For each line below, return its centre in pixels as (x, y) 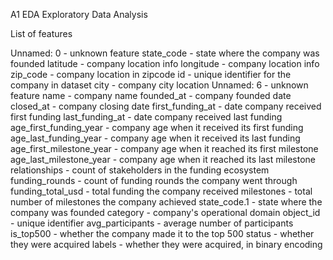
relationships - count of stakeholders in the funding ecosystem (140, 170)
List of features (41, 33)
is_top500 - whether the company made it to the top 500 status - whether (162, 233)
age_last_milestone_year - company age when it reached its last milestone (163, 159)
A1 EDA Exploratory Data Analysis (79, 14)
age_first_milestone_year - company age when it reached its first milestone (164, 148)
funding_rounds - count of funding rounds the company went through (154, 180)
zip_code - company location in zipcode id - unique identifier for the (151, 74)
